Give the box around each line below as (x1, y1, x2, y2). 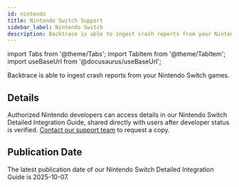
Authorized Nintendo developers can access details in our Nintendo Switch (7, 111, 228, 119)
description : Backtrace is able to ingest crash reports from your (7, 30, 212, 38)
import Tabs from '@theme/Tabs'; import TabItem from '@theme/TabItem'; (7, 50, 226, 58)
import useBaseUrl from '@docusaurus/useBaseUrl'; (7, 58, 161, 66)
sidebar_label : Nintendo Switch (7, 23, 103, 31)
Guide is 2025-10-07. (7, 172, 69, 181)
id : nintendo (7, 10, 46, 18)
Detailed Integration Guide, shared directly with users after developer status (7, 118, 230, 127)
